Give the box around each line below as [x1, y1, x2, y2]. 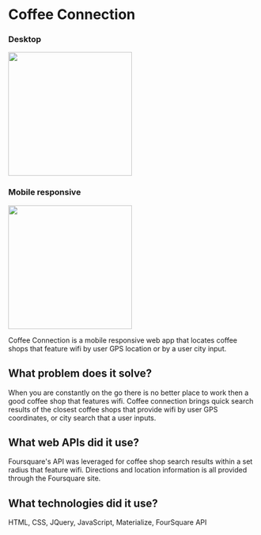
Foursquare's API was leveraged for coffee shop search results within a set [8, 457, 253, 466]
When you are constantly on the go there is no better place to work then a [8, 388, 249, 397]
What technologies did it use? [8, 496, 158, 510]
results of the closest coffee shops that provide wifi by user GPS [8, 404, 218, 414]
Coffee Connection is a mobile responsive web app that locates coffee [8, 335, 238, 345]
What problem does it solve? [8, 366, 153, 381]
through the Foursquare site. [8, 473, 101, 484]
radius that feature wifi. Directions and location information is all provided [8, 465, 248, 475]
